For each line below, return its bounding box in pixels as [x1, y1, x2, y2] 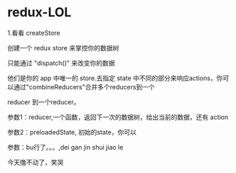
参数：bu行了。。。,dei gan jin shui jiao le [7, 143, 124, 151]
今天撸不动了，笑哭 [7, 157, 64, 167]
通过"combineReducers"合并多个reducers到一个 [13, 82, 155, 91]
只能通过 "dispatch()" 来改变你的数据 [7, 58, 115, 67]
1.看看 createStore [7, 28, 60, 37]
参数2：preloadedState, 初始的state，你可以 [7, 128, 136, 136]
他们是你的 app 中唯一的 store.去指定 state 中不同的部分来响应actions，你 [7, 74, 223, 82]
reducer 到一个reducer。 [7, 97, 80, 106]
